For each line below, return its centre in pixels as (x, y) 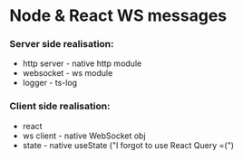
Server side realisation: (62, 44)
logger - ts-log (50, 83)
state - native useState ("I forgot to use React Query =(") (128, 145)
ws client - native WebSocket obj (84, 136)
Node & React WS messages (118, 16)
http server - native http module (82, 63)
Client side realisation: (60, 107)
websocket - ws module (68, 73)
